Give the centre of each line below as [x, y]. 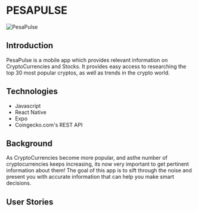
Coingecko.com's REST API [49, 125]
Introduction [30, 46]
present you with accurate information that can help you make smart [90, 177]
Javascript [28, 105]
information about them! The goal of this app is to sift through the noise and [99, 170]
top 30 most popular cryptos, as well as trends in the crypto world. [88, 73]
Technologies [32, 91]
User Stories [30, 202]
